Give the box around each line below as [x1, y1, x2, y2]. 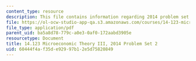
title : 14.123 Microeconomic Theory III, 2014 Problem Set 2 [6, 41, 158, 47]
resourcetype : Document [6, 35, 64, 41]
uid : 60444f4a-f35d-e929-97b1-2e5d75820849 [6, 46, 114, 52]
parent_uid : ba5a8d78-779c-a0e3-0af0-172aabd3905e [6, 30, 132, 36]
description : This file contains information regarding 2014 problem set [6, 14, 190, 20]
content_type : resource [6, 8, 64, 15]
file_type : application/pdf [6, 24, 75, 31]
